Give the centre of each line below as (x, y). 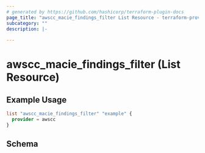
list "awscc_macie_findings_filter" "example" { (69, 114)
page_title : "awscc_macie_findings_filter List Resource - (83, 18)
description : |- (27, 29)
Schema (22, 144)
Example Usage (37, 100)
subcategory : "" (27, 23)
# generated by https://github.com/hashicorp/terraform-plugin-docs (95, 12)
